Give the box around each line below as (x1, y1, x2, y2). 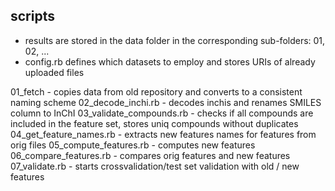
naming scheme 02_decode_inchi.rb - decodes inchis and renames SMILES (10, 96, 322, 108)
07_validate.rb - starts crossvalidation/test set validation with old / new (10, 160, 300, 172)
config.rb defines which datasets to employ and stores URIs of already (24, 55, 316, 68)
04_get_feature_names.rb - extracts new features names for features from (10, 128, 317, 140)
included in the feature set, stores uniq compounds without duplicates (10, 117, 299, 129)
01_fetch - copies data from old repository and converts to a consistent (10, 85, 303, 98)
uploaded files (24, 66, 85, 78)
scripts (10, 8, 55, 25)
